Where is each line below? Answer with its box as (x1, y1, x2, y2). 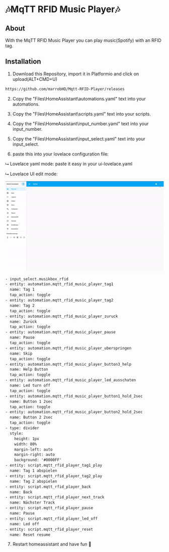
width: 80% (14, 441, 37, 446)
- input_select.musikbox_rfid (5, 276, 69, 281)
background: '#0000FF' (14, 458, 62, 463)
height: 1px (14, 436, 39, 441)
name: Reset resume (10, 532, 51, 537)
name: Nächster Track (10, 500, 55, 506)
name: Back (10, 489, 33, 494)
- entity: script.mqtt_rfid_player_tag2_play (5, 473, 102, 478)
